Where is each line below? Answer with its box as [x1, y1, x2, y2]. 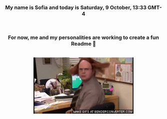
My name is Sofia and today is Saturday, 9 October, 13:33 [5, 4, 147, 11]
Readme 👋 [71, 40, 96, 47]
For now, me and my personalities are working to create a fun [7, 34, 159, 41]
